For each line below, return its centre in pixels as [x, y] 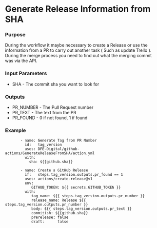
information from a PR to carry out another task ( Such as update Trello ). [78, 50]
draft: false [50, 222]
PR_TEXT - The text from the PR [44, 113]
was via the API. [21, 61]
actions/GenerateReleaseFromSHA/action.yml [50, 153]
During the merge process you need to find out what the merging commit [78, 56]
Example [16, 130]
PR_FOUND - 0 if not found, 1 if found [50, 118]
